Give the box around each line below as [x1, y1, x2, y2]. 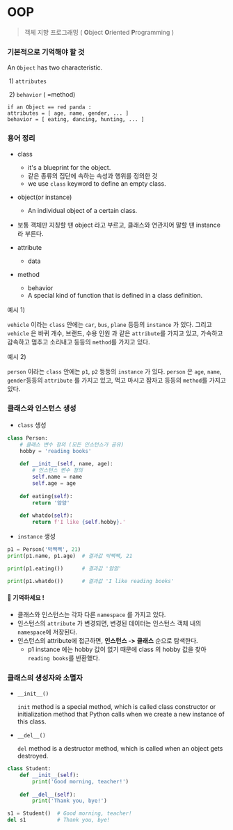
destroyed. [17, 752, 49, 760]
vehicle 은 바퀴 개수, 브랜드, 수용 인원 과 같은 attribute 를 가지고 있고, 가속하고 [7, 328, 223, 337]
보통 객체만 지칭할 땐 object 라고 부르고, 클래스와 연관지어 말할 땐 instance [17, 221, 221, 229]
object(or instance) [17, 193, 72, 201]
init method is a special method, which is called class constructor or [17, 703, 216, 711]
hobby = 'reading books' [19, 447, 92, 454]
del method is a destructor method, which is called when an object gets [17, 744, 223, 753]
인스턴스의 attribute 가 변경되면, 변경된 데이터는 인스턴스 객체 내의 [17, 618, 202, 627]
